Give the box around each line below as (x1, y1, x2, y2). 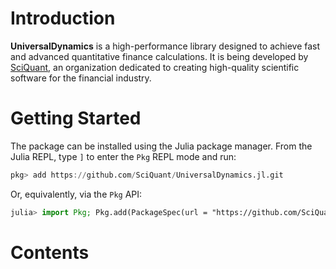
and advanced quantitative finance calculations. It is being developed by (10, 50, 309, 62)
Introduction (10, 7, 116, 30)
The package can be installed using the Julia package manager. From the (10, 140, 313, 152)
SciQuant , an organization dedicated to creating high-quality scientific (10, 61, 300, 73)
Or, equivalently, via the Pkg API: (10, 188, 143, 200)
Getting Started (10, 107, 142, 130)
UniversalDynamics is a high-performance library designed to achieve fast (10, 40, 321, 52)
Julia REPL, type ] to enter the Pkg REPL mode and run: (10, 150, 237, 162)
